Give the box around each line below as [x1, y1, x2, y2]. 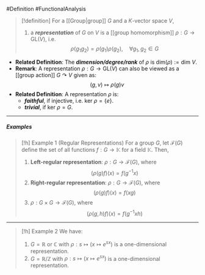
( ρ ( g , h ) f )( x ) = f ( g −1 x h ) [86, 209, 143, 217]
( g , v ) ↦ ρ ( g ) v [90, 81, 124, 88]
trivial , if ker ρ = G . [24, 104, 73, 111]
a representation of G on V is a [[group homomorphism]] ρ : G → [30, 29, 195, 36]
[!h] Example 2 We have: [21, 228, 83, 235]
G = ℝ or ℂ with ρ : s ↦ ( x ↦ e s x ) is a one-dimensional [30, 239, 167, 247]
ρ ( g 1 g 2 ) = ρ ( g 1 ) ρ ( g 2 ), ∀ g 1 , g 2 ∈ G [70, 45, 159, 54]
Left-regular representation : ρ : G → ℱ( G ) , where [30, 158, 157, 165]
